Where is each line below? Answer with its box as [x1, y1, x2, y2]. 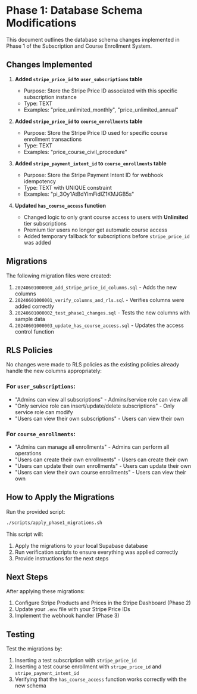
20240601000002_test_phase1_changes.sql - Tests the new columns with [14, 309, 190, 316]
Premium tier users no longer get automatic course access [23, 226, 168, 233]
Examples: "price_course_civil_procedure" [23, 148, 128, 155]
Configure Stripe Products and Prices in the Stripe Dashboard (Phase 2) [14, 599, 192, 606]
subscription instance [23, 93, 77, 100]
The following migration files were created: [6, 272, 111, 279]
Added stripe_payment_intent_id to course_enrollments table [14, 159, 167, 167]
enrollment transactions [23, 135, 82, 143]
